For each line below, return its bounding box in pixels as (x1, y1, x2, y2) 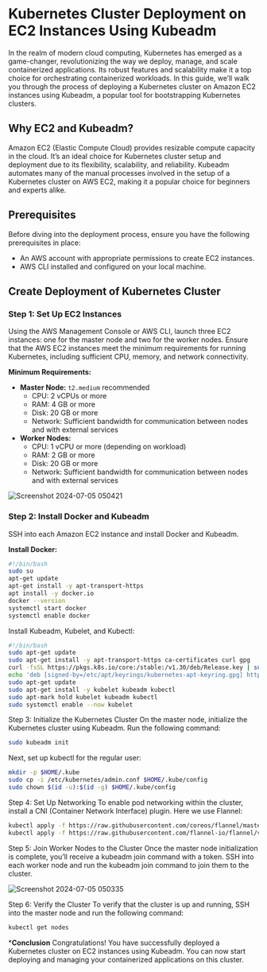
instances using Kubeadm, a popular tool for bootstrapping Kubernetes (8, 90, 241, 99)
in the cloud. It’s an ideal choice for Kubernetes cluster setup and (8, 151, 221, 161)
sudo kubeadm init (8, 739, 69, 747)
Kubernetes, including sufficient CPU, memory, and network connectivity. (8, 352, 249, 362)
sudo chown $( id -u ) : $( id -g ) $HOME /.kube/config (8, 783, 176, 791)
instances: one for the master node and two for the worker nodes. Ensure (8, 335, 249, 344)
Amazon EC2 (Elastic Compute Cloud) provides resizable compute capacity (8, 142, 256, 152)
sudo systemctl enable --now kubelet (8, 701, 133, 709)
